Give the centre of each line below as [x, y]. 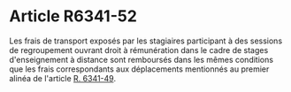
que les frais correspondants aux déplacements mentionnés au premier [139, 69]
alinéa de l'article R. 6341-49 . [63, 78]
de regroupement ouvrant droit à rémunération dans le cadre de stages [139, 50]
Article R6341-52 [73, 16]
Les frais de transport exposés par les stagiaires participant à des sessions [146, 41]
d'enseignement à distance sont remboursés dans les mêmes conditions [142, 59]
